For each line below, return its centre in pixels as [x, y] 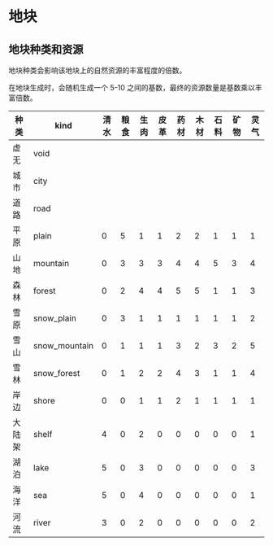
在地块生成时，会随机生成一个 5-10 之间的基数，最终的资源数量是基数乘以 [132, 87]
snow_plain [55, 318]
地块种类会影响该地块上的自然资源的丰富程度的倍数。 [97, 70]
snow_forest [57, 373]
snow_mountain [64, 345]
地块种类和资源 [46, 49]
